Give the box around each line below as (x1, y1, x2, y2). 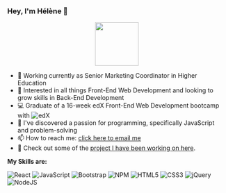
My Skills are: (7, 158, 47, 166)
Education (17, 79, 47, 87)
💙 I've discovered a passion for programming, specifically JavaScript (17, 119, 215, 127)
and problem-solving (17, 126, 78, 135)
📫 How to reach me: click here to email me (17, 134, 141, 142)
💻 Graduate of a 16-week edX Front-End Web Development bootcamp (17, 101, 220, 110)
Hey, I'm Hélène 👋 (7, 6, 68, 16)
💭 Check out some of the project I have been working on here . (17, 144, 196, 152)
